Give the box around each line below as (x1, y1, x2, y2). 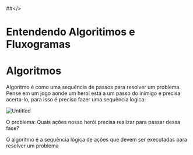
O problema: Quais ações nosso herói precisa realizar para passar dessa (6, 119, 181, 126)
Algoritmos (6, 64, 62, 77)
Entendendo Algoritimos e (6, 26, 135, 38)
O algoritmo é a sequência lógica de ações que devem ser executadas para (6, 136, 188, 143)
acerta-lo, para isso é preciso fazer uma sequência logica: (6, 96, 146, 103)
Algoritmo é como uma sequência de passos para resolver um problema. (6, 84, 181, 91)
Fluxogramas (6, 38, 71, 51)
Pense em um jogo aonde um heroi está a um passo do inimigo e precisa (6, 90, 181, 97)
